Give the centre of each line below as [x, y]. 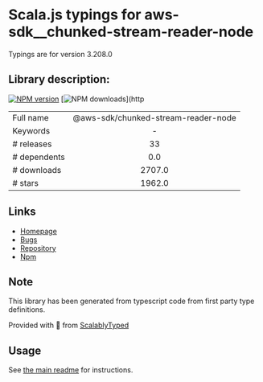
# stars [25, 183]
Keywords [31, 130]
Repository [38, 248]
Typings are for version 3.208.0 [60, 54]
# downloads [37, 170]
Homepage [39, 231]
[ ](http [103, 99]
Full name [31, 117]
